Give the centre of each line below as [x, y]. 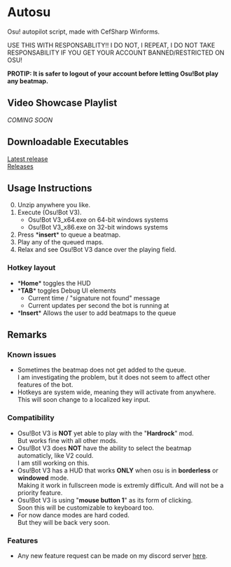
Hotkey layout [31, 268]
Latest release [28, 159]
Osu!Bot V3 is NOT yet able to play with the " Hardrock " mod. [105, 433]
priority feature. [40, 492]
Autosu [29, 12]
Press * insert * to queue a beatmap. [69, 234]
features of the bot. [45, 385]
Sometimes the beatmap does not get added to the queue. [102, 370]
